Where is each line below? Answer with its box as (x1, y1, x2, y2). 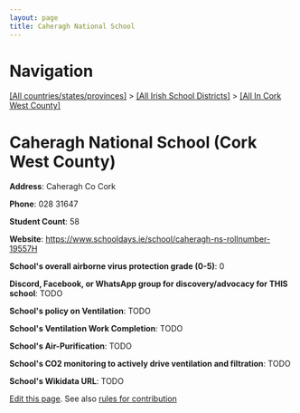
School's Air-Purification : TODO (9, 341, 133, 351)
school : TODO (9, 288, 63, 299)
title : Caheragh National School (9, 22, 136, 31)
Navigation (9, 61, 93, 82)
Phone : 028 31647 (9, 198, 79, 209)
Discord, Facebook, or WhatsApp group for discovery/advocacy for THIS (9, 278, 288, 290)
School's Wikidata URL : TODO (9, 376, 125, 387)
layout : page (9, 13, 59, 23)
